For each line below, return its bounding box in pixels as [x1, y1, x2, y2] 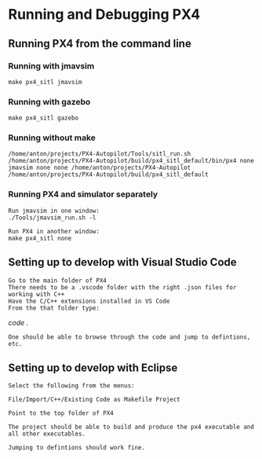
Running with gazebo [8, 96, 91, 107]
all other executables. [8, 430, 86, 438]
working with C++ [8, 290, 65, 298]
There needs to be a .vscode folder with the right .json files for [8, 283, 237, 292]
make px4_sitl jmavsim [8, 78, 82, 86]
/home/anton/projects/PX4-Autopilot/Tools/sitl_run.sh [8, 150, 191, 158]
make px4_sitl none [8, 234, 72, 242]
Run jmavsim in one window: [8, 207, 100, 215]
